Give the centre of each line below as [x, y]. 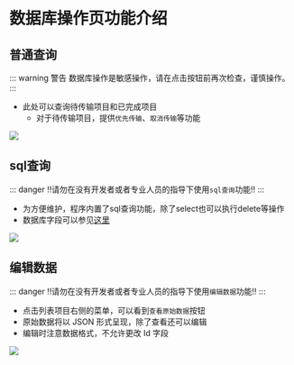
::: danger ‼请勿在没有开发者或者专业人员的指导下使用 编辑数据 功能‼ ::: [138, 291]
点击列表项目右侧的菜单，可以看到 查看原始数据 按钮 [114, 310]
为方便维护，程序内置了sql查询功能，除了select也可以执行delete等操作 [153, 208]
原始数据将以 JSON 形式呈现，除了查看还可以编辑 [115, 322]
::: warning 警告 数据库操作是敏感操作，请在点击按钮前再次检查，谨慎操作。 [150, 78]
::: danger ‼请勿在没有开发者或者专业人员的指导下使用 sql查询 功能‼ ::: [137, 189]
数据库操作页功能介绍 [89, 18]
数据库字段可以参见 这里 [66, 219]
